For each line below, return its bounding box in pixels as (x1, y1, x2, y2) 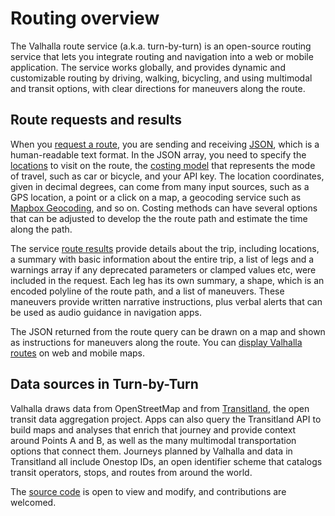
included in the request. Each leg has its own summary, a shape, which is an (10, 274, 325, 286)
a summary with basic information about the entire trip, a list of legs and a (10, 253, 315, 265)
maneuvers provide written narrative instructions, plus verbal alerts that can (10, 295, 323, 307)
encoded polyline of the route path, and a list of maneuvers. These (10, 285, 285, 297)
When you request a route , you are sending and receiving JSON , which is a (10, 138, 320, 150)
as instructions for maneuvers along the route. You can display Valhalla (10, 336, 303, 348)
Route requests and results (10, 112, 183, 129)
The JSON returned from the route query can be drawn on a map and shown (10, 325, 326, 337)
